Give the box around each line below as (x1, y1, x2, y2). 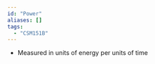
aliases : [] (7, 17, 42, 24)
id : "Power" (7, 10, 42, 17)
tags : (7, 23, 23, 30)
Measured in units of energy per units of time (17, 49, 149, 57)
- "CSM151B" (13, 29, 49, 37)
